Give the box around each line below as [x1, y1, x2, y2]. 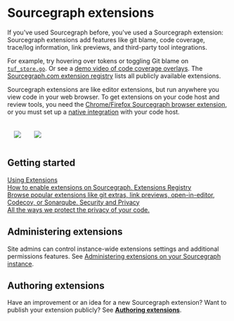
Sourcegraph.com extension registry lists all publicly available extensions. [7, 72, 221, 80]
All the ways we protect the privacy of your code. [7, 205, 150, 214]
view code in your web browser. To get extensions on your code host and [7, 93, 220, 101]
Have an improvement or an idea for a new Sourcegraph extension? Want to [7, 299, 227, 307]
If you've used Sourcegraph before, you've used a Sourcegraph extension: [7, 28, 223, 37]
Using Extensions [7, 176, 58, 184]
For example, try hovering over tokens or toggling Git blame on [7, 56, 189, 65]
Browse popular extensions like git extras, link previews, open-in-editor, [7, 190, 216, 199]
